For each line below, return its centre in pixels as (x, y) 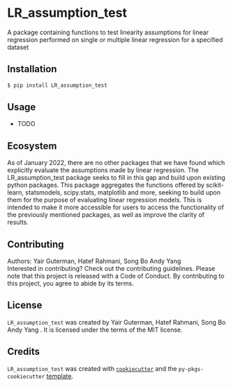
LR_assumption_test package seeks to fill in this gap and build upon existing (116, 178)
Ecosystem (32, 146)
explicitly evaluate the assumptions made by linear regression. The (103, 170)
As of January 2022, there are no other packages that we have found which (116, 163)
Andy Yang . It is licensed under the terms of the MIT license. (95, 330)
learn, (16, 192)
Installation (32, 69)
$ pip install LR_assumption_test (58, 85)
